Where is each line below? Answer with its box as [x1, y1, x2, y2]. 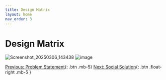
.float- [149, 64, 162, 70]
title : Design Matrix [5, 7, 50, 12]
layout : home [5, 12, 32, 17]
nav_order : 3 [5, 16, 32, 21]
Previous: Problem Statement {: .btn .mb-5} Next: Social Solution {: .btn [5, 64, 149, 70]
